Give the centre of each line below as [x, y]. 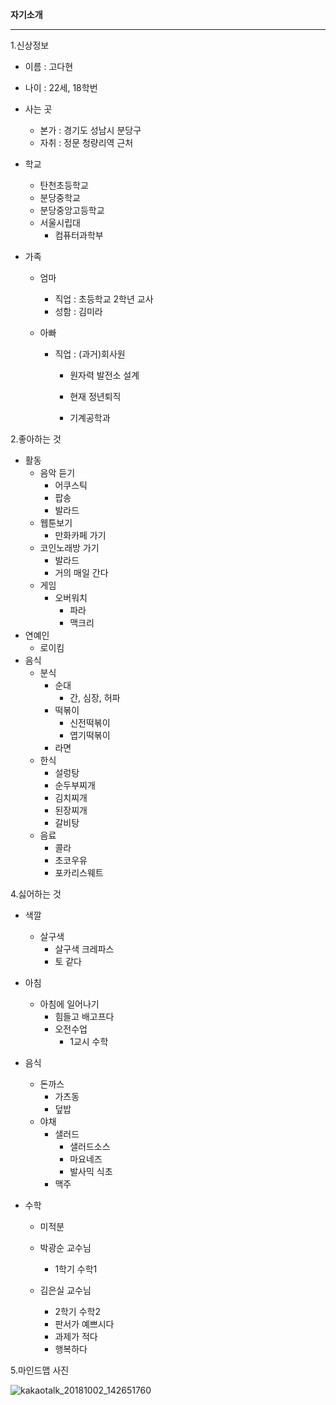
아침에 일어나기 [69, 1004]
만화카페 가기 [80, 535]
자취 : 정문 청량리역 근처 [86, 142]
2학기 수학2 [77, 1311]
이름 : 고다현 [49, 66]
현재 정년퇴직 [95, 396]
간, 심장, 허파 [95, 697]
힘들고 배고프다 [84, 1016]
